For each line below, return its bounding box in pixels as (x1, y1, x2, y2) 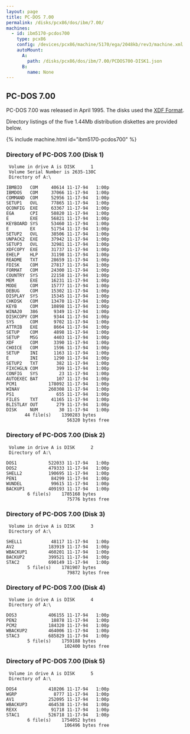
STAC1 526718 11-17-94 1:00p (6, 712, 110, 718)
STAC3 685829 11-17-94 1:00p (6, 633, 110, 639)
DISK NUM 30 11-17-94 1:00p (6, 407, 110, 413)
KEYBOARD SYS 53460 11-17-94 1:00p (6, 221, 110, 227)
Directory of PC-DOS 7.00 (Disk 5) (6, 657, 105, 665)
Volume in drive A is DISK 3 (8, 523, 94, 529)
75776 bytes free (67, 496, 110, 502)
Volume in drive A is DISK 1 (8, 164, 94, 170)
